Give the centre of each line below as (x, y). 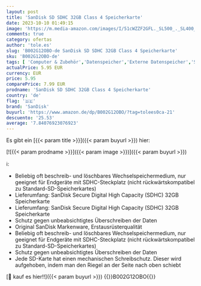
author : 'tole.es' (29, 46)
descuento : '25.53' (31, 118)
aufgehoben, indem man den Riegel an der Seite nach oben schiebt (98, 265)
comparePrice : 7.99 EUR (36, 85)
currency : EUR (24, 73)
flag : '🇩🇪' (21, 101)
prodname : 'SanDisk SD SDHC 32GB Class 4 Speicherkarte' (79, 90)
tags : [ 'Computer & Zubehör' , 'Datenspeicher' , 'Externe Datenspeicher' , (99, 62)
